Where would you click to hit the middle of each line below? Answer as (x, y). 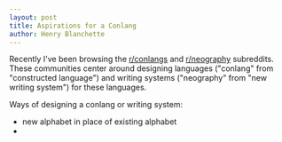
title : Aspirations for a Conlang (73, 26)
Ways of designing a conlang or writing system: (96, 105)
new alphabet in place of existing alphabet (99, 122)
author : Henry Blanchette (57, 34)
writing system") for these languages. (78, 87)
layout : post (33, 17)
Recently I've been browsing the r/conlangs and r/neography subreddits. (142, 59)
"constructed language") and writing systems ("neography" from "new (138, 78)
